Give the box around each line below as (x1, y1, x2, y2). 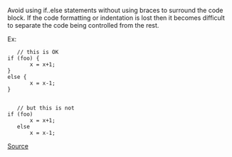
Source (7, 142, 28, 150)
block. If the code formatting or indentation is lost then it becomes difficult (7, 13, 226, 22)
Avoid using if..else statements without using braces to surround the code (7, 6, 223, 14)
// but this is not (16, 104, 75, 112)
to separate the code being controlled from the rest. (7, 21, 159, 29)
